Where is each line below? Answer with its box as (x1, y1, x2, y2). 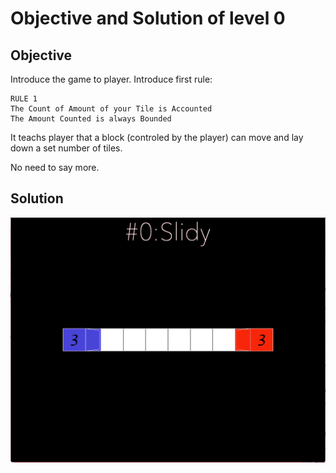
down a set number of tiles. (10, 142, 123, 154)
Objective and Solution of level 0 (10, 7, 286, 30)
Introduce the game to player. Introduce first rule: (10, 73, 213, 85)
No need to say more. (10, 162, 100, 173)
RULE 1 (10, 94, 38, 104)
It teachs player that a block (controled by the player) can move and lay (10, 132, 304, 143)
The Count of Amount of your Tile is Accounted (10, 104, 213, 114)
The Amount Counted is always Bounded (10, 114, 172, 124)
